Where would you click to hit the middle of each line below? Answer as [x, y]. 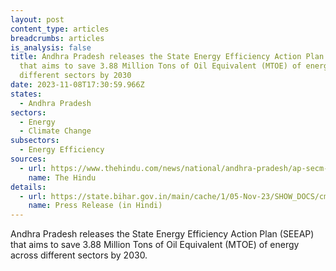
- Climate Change [55, 131]
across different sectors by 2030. [79, 255]
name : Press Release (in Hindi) [95, 206]
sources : [28, 159]
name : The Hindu [62, 177]
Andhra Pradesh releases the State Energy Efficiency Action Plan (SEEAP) [162, 234]
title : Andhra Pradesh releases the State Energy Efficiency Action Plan [167, 57]
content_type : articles [60, 29]
